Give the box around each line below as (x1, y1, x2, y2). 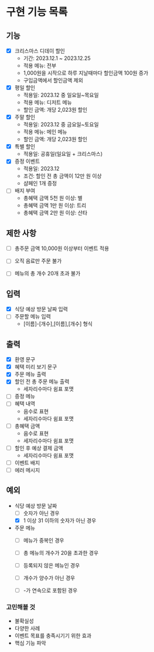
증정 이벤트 (14, 158, 40, 165)
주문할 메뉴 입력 (14, 313, 51, 320)
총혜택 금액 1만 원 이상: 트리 (23, 202, 87, 209)
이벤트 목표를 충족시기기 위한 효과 (14, 632, 92, 639)
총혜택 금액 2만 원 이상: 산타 (23, 209, 88, 217)
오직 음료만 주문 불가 (14, 257, 62, 265)
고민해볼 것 (6, 603, 36, 611)
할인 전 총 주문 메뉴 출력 (14, 378, 70, 385)
